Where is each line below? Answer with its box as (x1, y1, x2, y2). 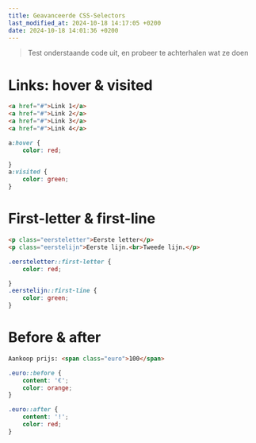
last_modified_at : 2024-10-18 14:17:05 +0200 (8, 19, 161, 27)
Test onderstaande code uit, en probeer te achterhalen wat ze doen (27, 49, 249, 58)
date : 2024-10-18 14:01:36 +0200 (8, 26, 119, 34)
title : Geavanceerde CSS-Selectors (8, 11, 126, 20)
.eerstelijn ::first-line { (8, 287, 97, 295)
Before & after (8, 328, 101, 347)
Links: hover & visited (8, 76, 153, 94)
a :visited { (8, 168, 48, 176)
